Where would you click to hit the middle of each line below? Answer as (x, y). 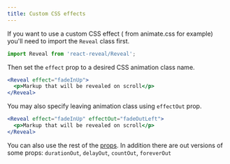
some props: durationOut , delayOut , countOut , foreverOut (89, 152)
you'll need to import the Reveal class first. (69, 41)
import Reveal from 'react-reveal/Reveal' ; (72, 54)
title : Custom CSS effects (46, 14)
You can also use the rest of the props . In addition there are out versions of (115, 145)
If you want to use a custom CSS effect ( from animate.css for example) (110, 33)
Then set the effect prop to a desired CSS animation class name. (101, 67)
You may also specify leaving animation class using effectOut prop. (105, 106)
